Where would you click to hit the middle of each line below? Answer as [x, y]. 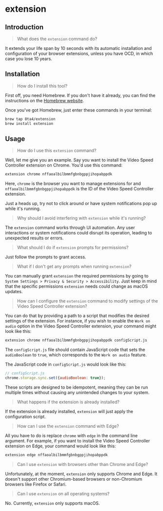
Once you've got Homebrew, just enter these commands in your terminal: [79, 110]
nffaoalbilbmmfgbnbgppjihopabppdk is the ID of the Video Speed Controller [79, 189]
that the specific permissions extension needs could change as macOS [76, 286]
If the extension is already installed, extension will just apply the [69, 411]
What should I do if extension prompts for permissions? [73, 248]
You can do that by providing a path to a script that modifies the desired [77, 316]
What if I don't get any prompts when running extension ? [74, 267]
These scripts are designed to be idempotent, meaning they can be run [76, 387]
